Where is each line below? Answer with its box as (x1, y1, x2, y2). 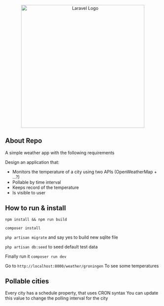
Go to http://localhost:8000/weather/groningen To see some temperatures (5, 263, 159, 269)
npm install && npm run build (5, 217, 67, 222)
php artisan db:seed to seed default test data (5, 244, 98, 249)
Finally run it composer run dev (5, 253, 66, 259)
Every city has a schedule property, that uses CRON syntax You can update (5, 290, 159, 296)
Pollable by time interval (12, 179, 62, 185)
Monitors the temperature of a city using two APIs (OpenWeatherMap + (12, 169, 157, 175)
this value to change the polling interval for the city (5, 295, 108, 301)
